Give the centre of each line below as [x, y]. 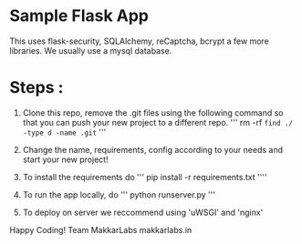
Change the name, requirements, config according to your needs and [153, 149]
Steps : [36, 88]
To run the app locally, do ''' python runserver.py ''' [119, 194]
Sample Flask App [79, 16]
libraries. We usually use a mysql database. [91, 50]
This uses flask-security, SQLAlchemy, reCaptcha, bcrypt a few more [139, 41]
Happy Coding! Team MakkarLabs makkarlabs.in [101, 229]
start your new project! [65, 159]
